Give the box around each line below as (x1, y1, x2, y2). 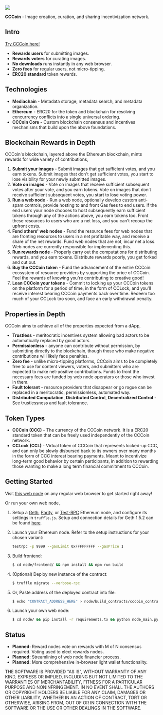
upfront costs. (12, 223, 40, 229)
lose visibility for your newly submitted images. (12, 176, 107, 182)
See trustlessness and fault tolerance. (12, 400, 89, 406)
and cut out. (12, 260, 36, 265)
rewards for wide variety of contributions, (5, 156, 89, 162)
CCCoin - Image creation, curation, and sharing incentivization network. (5, 14, 150, 20)
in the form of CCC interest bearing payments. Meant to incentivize (12, 453, 147, 459)
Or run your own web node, (5, 500, 60, 506)
